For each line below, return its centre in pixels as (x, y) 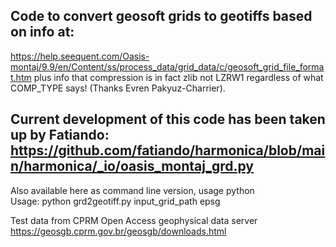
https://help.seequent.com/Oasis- (80, 56)
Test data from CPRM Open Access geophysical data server (134, 220)
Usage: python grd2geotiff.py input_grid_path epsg (115, 201)
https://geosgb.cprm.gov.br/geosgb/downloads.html (118, 231)
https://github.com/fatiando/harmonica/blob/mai (168, 150)
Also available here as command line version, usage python (132, 190)
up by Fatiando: (60, 135)
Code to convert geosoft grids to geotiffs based (161, 16)
